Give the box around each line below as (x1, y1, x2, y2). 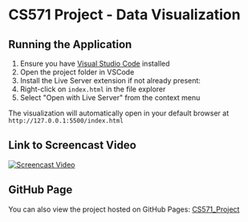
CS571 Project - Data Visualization (8, 6, 241, 24)
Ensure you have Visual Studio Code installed (19, 59, 170, 68)
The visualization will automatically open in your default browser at (8, 108, 230, 118)
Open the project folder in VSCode (19, 67, 135, 77)
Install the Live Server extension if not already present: (19, 76, 201, 85)
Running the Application (8, 38, 132, 51)
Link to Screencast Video (8, 139, 136, 152)
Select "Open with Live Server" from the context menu (19, 93, 201, 102)
